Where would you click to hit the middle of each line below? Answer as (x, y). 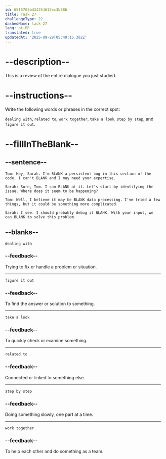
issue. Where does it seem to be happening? (52, 191)
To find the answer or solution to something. (50, 304)
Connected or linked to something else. (45, 377)
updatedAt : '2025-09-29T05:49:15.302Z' (46, 38)
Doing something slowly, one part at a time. (49, 414)
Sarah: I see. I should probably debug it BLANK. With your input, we (79, 213)
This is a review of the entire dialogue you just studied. (61, 75)
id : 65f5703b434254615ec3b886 (36, 10)
